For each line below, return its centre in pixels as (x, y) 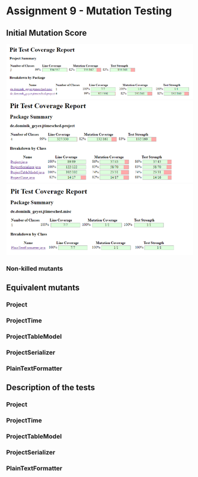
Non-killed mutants (35, 268)
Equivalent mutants (43, 288)
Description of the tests (51, 388)
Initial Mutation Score (47, 33)
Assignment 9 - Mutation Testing (89, 11)
